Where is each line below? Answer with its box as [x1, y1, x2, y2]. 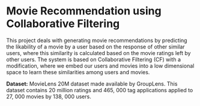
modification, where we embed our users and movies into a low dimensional [6, 62, 195, 69]
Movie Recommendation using [6, 4, 162, 18]
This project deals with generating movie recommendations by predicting [6, 37, 187, 44]
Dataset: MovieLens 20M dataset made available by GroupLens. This [6, 80, 178, 87]
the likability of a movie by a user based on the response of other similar [6, 43, 185, 50]
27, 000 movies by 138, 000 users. [6, 93, 91, 100]
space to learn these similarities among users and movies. [6, 68, 150, 75]
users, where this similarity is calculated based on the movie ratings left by [6, 49, 191, 56]
